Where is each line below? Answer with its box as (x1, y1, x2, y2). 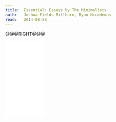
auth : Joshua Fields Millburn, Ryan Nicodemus (5, 12, 111, 17)
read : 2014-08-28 (5, 17, 47, 22)
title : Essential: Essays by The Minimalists (5, 7, 107, 13)
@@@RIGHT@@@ (5, 31, 45, 37)
